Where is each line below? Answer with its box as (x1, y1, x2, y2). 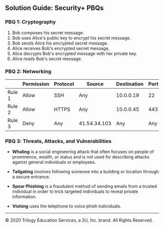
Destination (116, 80, 144, 87)
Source (86, 80, 104, 87)
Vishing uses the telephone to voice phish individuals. (12, 203, 122, 209)
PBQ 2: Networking (5, 68, 52, 75)
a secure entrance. (12, 174, 50, 180)
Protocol (54, 80, 74, 87)
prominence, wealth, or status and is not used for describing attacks (12, 154, 150, 160)
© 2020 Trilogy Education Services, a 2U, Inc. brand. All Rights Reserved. (5, 217, 153, 223)
